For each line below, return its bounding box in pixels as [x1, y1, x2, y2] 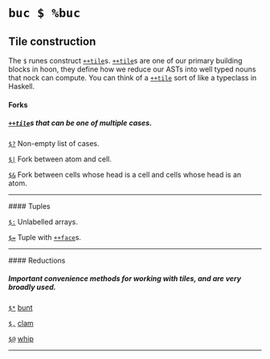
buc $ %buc [8, 6, 81, 21]
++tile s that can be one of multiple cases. [8, 118, 153, 128]
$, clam [8, 318, 34, 328]
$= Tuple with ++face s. [8, 232, 82, 242]
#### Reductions [8, 255, 66, 265]
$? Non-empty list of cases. [8, 138, 100, 148]
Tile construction [8, 35, 96, 48]
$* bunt [8, 303, 33, 312]
